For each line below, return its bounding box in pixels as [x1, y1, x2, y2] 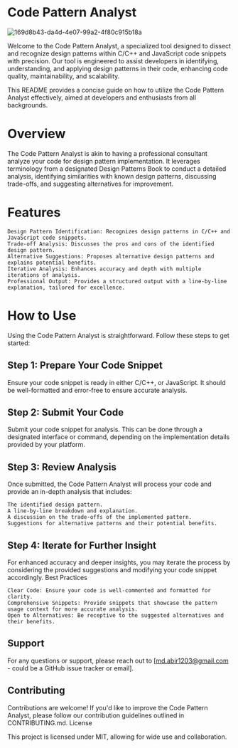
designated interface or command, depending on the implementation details [7, 433, 230, 441]
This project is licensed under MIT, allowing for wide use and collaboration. [7, 732, 227, 741]
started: [7, 339, 31, 347]
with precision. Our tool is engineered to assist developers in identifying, [7, 56, 219, 65]
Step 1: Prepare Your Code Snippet [7, 359, 163, 372]
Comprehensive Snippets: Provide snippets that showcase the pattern [7, 599, 218, 606]
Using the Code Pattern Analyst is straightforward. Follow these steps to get [7, 331, 229, 339]
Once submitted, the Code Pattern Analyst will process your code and [7, 480, 212, 488]
